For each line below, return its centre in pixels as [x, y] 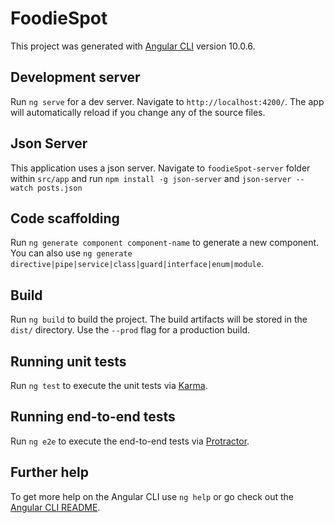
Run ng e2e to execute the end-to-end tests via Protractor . [130, 441]
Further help [50, 472]
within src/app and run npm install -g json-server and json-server [151, 178]
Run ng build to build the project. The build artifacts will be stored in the [159, 319]
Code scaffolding [65, 218]
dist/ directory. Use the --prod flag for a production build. [130, 330]
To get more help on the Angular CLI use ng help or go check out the [152, 496]
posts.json [59, 188]
